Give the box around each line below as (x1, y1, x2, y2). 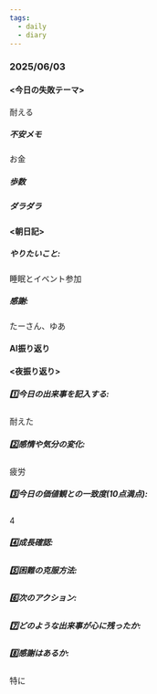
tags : (9, 13, 30, 23)
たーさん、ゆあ (9, 321, 66, 331)
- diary (17, 30, 47, 39)
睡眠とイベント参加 (9, 273, 82, 284)
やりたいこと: (9, 248, 61, 259)
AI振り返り (9, 343, 50, 354)
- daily (17, 22, 47, 31)
